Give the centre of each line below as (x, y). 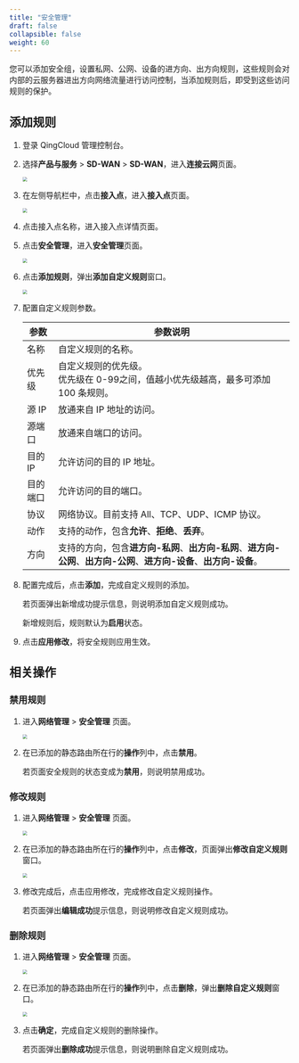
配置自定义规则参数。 (61, 308)
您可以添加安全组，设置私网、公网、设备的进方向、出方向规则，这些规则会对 (149, 69)
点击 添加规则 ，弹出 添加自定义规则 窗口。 (96, 276)
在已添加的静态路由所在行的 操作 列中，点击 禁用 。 (112, 752)
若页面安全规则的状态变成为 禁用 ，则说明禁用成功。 (116, 771)
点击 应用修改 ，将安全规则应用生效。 (89, 642)
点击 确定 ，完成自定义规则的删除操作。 (92, 1030)
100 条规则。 (85, 393)
